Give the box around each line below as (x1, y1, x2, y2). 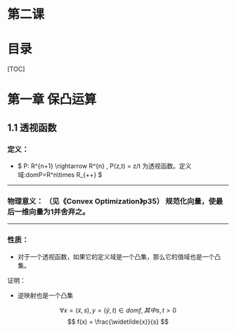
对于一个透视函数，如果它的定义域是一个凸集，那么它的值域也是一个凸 (17, 252, 221, 260)
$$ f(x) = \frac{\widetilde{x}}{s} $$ (67, 317, 169, 326)
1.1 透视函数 (7, 121, 58, 133)
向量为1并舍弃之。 (29, 206, 90, 216)
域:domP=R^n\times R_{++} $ (17, 171, 103, 179)
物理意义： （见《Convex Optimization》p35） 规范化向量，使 (7, 196, 216, 206)
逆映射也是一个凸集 (17, 291, 74, 299)
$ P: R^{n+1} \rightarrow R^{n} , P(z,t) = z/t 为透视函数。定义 (17, 162, 192, 170)
